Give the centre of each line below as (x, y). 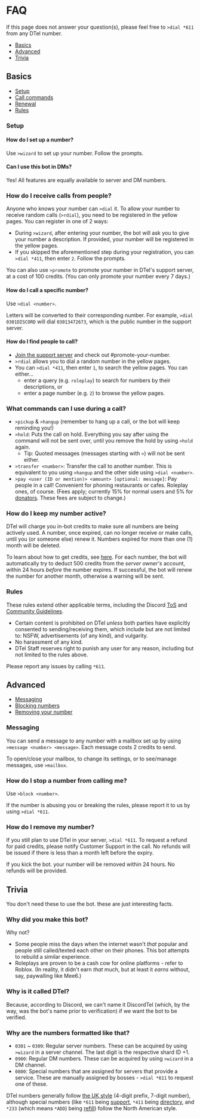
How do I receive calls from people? (59, 196)
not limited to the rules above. (51, 655)
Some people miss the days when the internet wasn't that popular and (101, 944)
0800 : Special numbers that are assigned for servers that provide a (96, 1071)
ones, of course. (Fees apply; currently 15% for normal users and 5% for (104, 492)
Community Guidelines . (35, 611)
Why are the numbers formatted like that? (68, 1032)
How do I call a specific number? (47, 290)
